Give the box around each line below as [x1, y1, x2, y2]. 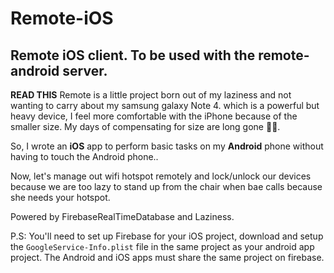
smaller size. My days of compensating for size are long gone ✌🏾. [10, 121, 281, 132]
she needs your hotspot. [10, 192, 111, 203]
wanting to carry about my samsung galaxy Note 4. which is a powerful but [10, 100, 320, 111]
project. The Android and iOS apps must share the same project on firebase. [10, 252, 325, 263]
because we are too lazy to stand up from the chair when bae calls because [10, 181, 323, 192]
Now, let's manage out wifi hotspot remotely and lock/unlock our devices [10, 170, 312, 182]
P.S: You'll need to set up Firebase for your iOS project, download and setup [10, 230, 324, 242]
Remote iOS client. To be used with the [10, 47, 256, 64]
